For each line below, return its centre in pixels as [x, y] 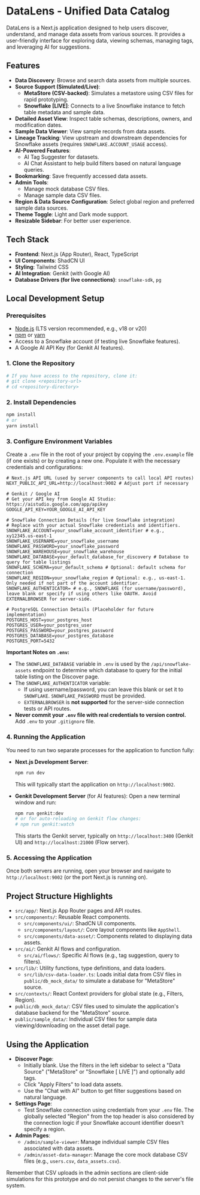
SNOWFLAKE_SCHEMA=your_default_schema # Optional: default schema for [96, 568]
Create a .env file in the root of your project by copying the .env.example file [100, 454]
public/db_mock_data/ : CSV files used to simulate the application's [97, 1006]
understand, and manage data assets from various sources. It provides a [96, 34]
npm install [21, 415]
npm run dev [30, 773]
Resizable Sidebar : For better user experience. [73, 220]
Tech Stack [28, 239]
